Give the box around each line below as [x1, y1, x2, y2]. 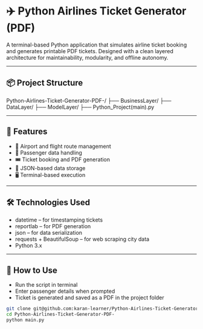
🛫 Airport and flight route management [14, 142, 112, 150]
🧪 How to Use [6, 265, 57, 275]
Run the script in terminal [14, 281, 78, 289]
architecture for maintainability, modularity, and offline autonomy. [6, 54, 169, 61]
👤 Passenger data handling [14, 149, 83, 156]
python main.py [6, 317, 45, 323]
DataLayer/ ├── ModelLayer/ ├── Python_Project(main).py [6, 103, 155, 110]
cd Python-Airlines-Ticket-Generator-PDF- [6, 311, 115, 318]
